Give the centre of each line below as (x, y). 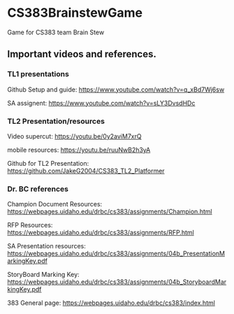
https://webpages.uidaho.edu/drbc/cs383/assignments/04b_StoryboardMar (117, 282)
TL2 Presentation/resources (56, 121)
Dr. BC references (38, 189)
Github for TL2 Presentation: (48, 163)
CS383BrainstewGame (75, 13)
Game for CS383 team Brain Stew (56, 32)
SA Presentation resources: (46, 246)
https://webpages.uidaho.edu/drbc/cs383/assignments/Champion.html (110, 212)
